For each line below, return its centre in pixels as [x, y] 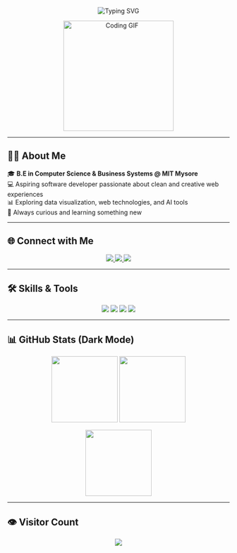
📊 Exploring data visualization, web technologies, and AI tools [98, 202]
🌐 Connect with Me [50, 241]
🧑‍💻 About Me [37, 156]
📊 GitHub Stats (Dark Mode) [71, 340]
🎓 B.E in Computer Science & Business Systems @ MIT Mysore [103, 174]
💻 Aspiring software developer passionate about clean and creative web [113, 184]
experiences [25, 194]
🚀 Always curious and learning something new [75, 212]
